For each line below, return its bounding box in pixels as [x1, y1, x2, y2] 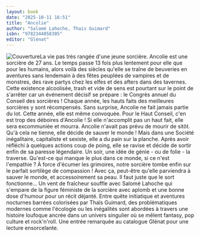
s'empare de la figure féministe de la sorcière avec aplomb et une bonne [6, 186, 184, 193]
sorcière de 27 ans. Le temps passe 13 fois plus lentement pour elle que [6, 59, 183, 66]
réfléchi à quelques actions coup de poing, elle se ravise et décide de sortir [6, 142, 192, 149]
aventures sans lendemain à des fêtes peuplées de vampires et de [6, 72, 170, 79]
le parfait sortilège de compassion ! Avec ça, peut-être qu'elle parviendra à [6, 167, 191, 174]
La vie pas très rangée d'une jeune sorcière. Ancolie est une [39, 53, 188, 60]
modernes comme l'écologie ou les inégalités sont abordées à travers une [6, 206, 188, 212]
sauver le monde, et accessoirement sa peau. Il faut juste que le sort [6, 174, 175, 180]
